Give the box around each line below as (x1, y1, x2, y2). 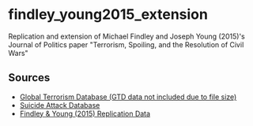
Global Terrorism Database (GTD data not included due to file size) (19, 92, 237, 102)
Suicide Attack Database (19, 100, 100, 109)
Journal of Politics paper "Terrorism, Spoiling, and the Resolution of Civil (8, 39, 244, 49)
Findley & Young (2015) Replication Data (19, 109, 151, 118)
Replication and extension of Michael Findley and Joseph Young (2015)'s (8, 31, 245, 41)
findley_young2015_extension (8, 6, 208, 24)
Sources (8, 71, 51, 84)
